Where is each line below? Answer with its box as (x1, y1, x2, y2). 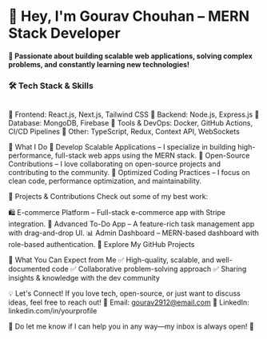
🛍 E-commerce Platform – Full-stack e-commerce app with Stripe (8, 208, 226, 217)
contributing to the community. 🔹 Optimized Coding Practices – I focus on (8, 168, 250, 177)
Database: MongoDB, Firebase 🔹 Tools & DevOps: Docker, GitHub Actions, (8, 118, 253, 128)
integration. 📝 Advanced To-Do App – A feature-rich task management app (8, 219, 255, 229)
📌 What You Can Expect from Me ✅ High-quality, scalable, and (8, 255, 214, 265)
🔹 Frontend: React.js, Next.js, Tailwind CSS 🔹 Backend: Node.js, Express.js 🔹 (8, 110, 260, 119)
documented (8, 264, 50, 274)
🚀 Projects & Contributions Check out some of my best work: (8, 192, 209, 201)
